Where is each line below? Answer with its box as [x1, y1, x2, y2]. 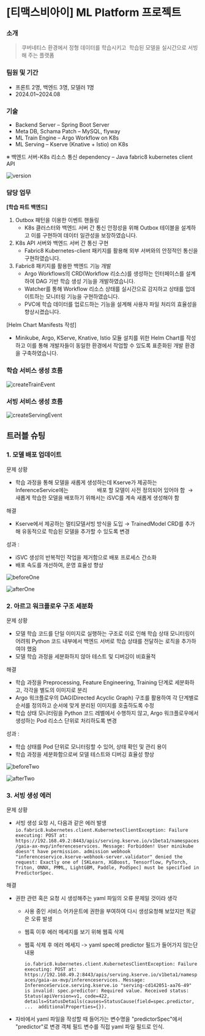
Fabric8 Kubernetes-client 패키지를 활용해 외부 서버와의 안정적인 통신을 [24, 247, 198, 255]
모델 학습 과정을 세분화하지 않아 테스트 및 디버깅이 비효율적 [15, 652, 156, 660]
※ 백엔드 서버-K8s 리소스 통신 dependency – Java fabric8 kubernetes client [6, 154, 193, 161]
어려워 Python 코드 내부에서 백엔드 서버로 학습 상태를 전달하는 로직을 [15, 637, 181, 644]
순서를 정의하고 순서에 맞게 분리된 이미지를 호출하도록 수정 [15, 701, 155, 709]
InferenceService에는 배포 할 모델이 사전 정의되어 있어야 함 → [15, 486, 193, 493]
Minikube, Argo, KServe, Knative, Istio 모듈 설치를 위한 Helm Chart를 [15, 334, 185, 341]
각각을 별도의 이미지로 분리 [23, 686, 88, 693]
